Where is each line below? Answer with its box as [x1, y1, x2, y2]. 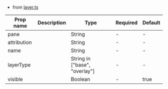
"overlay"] [70, 67, 95, 74]
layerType [7, 61, 31, 68]
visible [7, 76, 23, 82]
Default [142, 19, 160, 26]
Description [37, 19, 66, 26]
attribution [7, 39, 32, 45]
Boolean [70, 76, 90, 82]
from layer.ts [12, 4, 38, 10]
